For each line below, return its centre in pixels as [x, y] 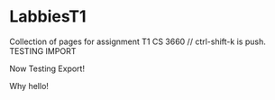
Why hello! [29, 86]
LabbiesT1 [48, 17]
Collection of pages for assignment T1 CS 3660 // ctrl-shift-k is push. [137, 41]
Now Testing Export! [47, 68]
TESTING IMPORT [43, 50]
